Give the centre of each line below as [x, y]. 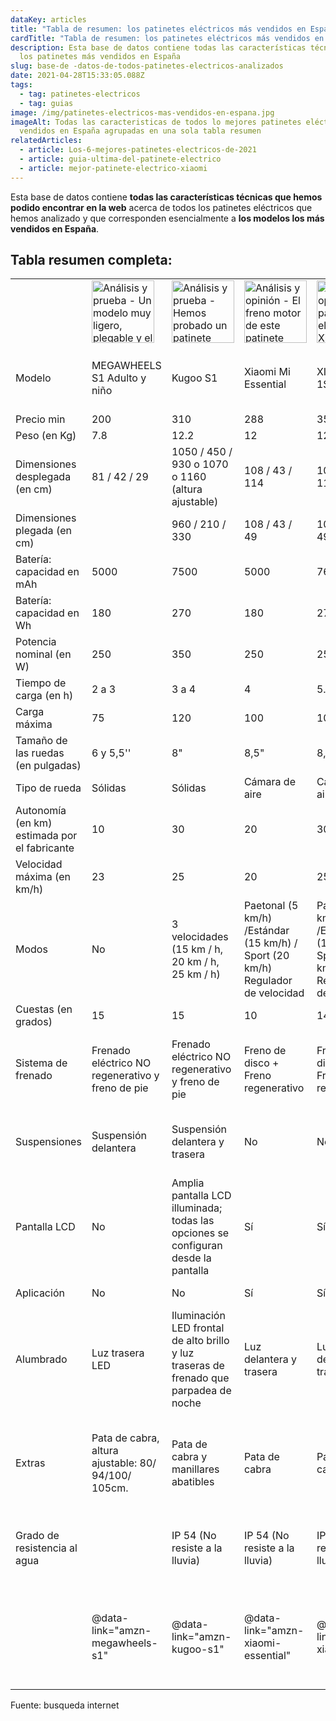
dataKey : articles [48, 19]
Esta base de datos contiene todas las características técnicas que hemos [166, 197]
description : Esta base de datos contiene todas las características [158, 47]
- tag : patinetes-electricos [80, 94]
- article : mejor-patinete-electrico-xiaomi [113, 168]
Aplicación [40, 1293]
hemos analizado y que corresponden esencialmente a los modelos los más [167, 218]
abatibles [193, 1482]
